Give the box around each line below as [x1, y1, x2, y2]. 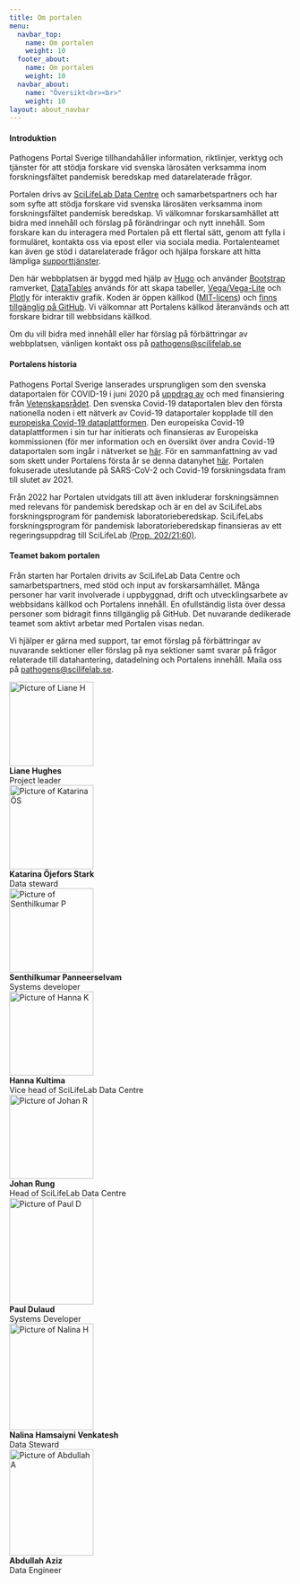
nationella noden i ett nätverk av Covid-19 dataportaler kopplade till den [9, 407, 274, 418]
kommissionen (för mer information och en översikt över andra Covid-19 [9, 436, 275, 447]
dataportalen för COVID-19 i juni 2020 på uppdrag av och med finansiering [9, 388, 285, 399]
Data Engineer [9, 1564, 62, 1575]
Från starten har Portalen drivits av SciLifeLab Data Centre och [9, 570, 240, 581]
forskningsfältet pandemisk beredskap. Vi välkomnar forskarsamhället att [9, 208, 279, 219]
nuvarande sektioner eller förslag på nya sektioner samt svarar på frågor [9, 644, 278, 655]
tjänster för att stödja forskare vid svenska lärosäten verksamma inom [9, 162, 267, 173]
